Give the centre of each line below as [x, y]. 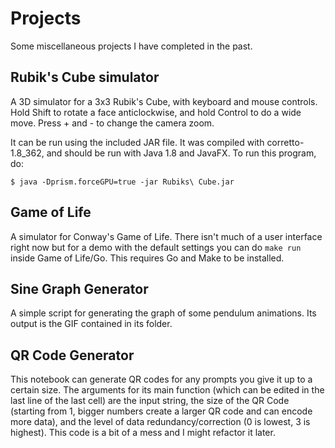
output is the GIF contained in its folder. [91, 324]
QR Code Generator [72, 355]
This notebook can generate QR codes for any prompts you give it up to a [161, 379]
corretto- [285, 142]
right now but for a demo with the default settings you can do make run [156, 247]
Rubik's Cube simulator [85, 77]
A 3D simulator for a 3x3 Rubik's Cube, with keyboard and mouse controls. [164, 101]
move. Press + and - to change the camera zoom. [112, 123]
